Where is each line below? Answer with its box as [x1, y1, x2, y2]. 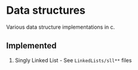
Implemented [6, 41, 57, 51]
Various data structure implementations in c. [6, 23, 115, 31]
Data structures [6, 4, 85, 17]
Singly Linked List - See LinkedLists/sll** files [14, 56, 132, 63]
